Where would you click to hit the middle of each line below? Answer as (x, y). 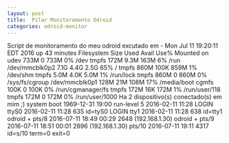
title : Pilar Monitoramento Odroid (59, 20)
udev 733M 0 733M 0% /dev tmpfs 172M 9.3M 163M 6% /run (94, 60)
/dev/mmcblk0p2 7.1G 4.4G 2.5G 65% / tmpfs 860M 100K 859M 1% (102, 68)
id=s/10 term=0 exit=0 (39, 133)
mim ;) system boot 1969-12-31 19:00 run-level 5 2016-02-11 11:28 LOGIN (110, 104)
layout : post (26, 13)
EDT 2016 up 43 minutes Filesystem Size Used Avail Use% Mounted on (108, 53)
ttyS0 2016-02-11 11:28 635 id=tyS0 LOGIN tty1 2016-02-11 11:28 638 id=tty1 (115, 111)
